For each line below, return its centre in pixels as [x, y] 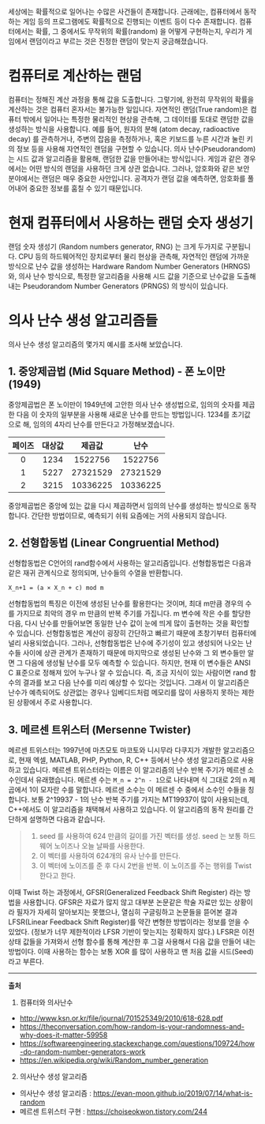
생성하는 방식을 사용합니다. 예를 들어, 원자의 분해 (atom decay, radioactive [124, 129]
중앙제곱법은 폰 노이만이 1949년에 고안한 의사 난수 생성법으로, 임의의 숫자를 [124, 404]
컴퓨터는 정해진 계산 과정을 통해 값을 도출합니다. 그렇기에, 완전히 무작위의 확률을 [131, 99]
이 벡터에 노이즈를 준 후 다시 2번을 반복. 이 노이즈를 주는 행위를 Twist [146, 866]
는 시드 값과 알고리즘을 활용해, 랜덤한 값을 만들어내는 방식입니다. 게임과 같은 [125, 158]
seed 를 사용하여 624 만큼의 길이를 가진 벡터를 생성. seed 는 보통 [140, 836]
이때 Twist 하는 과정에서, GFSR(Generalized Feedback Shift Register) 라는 [125, 893]
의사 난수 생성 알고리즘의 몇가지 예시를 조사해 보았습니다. [95, 344]
